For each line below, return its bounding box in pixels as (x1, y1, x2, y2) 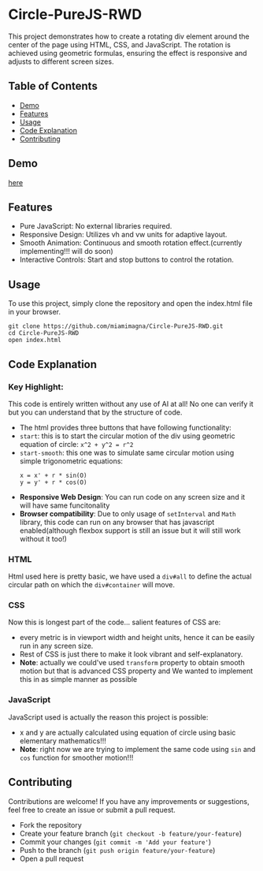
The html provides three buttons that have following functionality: (19, 422, 232, 432)
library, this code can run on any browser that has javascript (19, 517, 215, 527)
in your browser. (8, 307, 61, 317)
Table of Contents (8, 80, 98, 93)
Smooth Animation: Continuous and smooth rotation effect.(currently (19, 238, 243, 248)
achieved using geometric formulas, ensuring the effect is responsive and (8, 48, 247, 58)
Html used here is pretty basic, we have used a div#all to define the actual (8, 571, 252, 581)
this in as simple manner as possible (19, 675, 138, 684)
